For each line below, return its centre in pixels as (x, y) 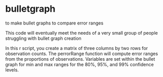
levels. (12, 70)
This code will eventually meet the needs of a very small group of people (81, 33)
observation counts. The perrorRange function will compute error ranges (82, 54)
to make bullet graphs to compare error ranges (54, 23)
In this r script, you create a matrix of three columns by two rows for (77, 48)
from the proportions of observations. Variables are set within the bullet (80, 59)
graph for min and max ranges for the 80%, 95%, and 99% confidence (79, 64)
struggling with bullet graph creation (43, 38)
